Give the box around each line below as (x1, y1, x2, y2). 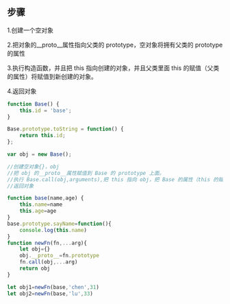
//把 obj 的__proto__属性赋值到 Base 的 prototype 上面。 (7, 169, 165, 176)
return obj (19, 265, 51, 272)
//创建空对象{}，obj (7, 163, 60, 170)
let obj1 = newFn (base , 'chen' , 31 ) (7, 283, 99, 290)
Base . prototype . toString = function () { (7, 126, 125, 132)
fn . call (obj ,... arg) (19, 259, 78, 266)
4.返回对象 (7, 86, 37, 95)
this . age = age (19, 208, 57, 215)
